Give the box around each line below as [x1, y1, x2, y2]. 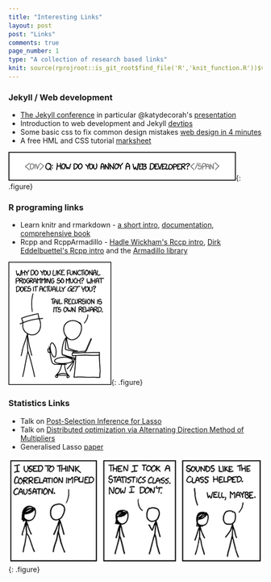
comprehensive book [19, 228, 91, 238]
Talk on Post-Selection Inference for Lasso [19, 416, 162, 425]
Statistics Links [8, 398, 70, 409]
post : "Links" [8, 30, 56, 38]
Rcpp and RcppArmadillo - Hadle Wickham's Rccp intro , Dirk [19, 237, 222, 247]
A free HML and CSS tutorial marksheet [19, 136, 152, 145]
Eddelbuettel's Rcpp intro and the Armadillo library [19, 246, 188, 256]
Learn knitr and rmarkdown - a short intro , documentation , [19, 220, 215, 230]
